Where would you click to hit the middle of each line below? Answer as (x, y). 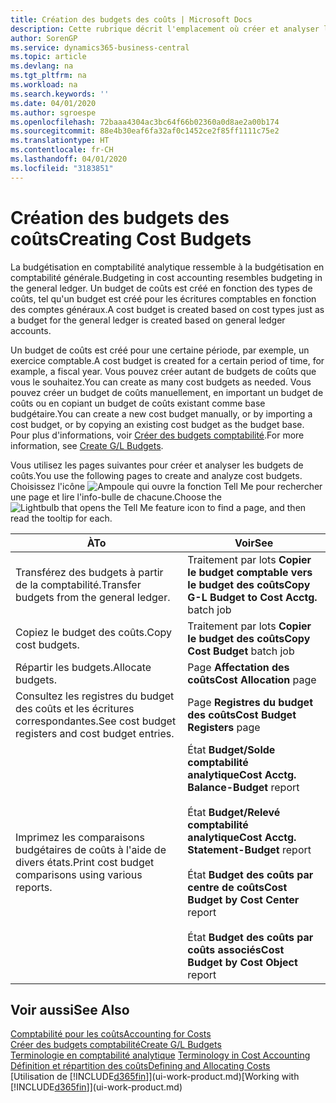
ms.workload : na (44, 85)
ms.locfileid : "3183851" (62, 168)
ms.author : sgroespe (53, 112)
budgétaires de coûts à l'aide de (91, 849)
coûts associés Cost (236, 949)
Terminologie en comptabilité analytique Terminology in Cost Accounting (160, 1055)
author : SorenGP (44, 38)
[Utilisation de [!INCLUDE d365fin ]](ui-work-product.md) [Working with (155, 1077)
